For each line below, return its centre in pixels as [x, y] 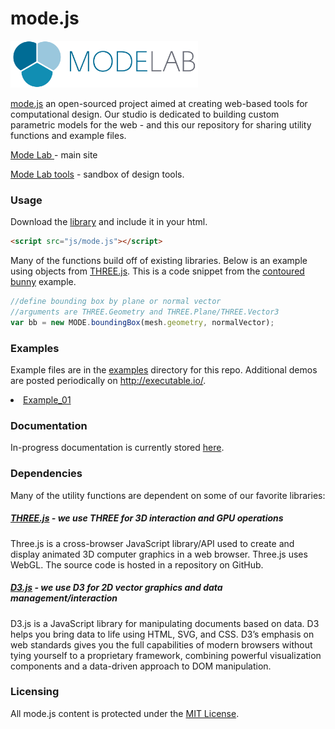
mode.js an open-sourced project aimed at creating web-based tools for [159, 103]
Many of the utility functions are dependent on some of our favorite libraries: [168, 495]
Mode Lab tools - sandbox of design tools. [97, 174]
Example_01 [47, 400]
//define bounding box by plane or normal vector [116, 302]
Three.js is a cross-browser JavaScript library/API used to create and [152, 543]
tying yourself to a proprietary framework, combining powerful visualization [166, 655]
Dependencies [46, 474]
